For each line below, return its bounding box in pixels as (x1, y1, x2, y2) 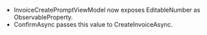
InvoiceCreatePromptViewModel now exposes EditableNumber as (13, 6, 201, 14)
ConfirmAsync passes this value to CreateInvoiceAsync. (13, 21, 173, 28)
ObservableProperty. (13, 13, 74, 21)
